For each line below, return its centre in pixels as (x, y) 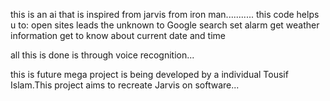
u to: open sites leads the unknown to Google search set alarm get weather (165, 25)
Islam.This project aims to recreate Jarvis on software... (125, 85)
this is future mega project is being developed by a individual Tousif (149, 74)
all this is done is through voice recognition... (102, 55)
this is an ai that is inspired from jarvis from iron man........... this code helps (165, 14)
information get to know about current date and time (118, 35)
